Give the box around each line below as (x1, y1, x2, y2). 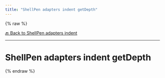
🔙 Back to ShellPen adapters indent (5, 30, 78, 36)
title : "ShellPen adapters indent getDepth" (5, 7, 98, 12)
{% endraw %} (5, 68, 35, 74)
